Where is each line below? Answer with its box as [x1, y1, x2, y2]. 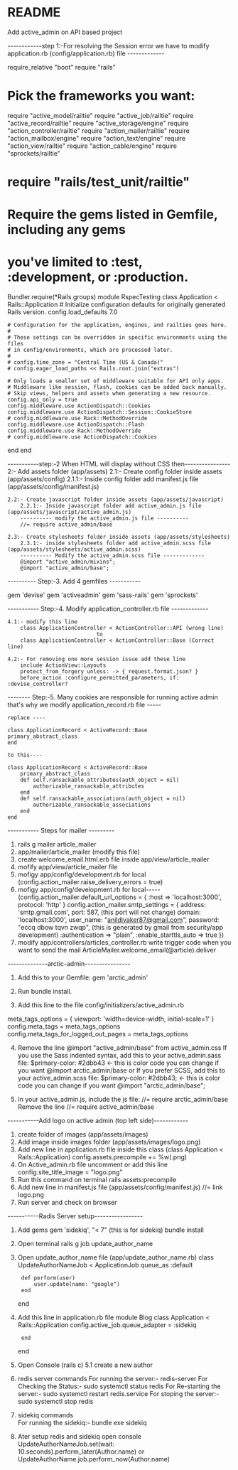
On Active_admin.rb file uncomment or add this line [17, 1160, 168, 1169]
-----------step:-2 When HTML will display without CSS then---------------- [7, 460, 231, 468]
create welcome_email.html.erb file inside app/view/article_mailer [17, 855, 210, 864]
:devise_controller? [7, 680, 69, 688]
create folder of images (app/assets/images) [17, 1130, 148, 1139]
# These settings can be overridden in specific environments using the [7, 334, 227, 341]
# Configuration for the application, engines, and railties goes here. [7, 321, 227, 329]
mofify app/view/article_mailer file [17, 863, 118, 871]
